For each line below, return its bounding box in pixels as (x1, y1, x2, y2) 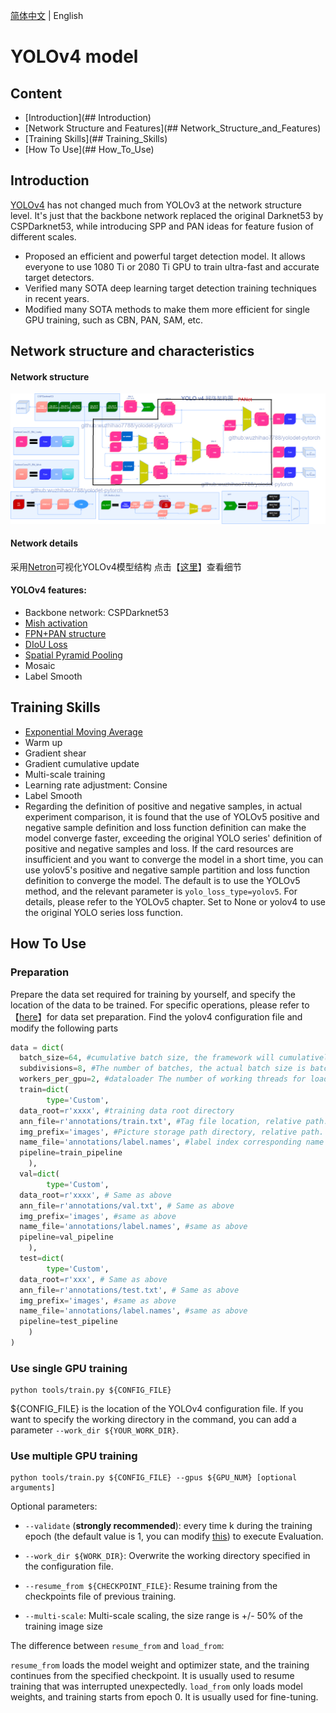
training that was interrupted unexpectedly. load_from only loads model (10, 1680, 303, 1693)
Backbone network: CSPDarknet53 (24, 607, 170, 618)
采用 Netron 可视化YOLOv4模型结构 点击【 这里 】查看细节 (10, 560, 242, 573)
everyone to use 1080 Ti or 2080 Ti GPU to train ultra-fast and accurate (24, 260, 320, 273)
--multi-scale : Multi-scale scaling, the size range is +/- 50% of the (24, 1610, 303, 1622)
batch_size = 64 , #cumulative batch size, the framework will (19, 1053, 275, 1063)
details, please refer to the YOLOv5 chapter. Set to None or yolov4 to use (24, 895, 326, 908)
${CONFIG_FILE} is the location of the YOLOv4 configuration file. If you (10, 1403, 304, 1415)
